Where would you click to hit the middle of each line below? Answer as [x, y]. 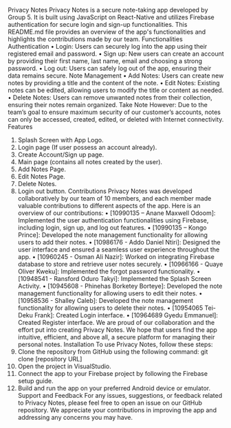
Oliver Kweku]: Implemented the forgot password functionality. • [109, 271]
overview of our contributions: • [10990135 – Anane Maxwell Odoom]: [117, 213]
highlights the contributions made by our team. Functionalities [95, 39]
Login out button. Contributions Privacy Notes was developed [105, 191]
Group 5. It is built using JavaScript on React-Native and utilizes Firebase [111, 17]
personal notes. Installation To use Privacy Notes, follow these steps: [115, 344]
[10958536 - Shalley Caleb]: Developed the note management [105, 301]
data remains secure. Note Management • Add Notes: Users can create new [116, 76]
